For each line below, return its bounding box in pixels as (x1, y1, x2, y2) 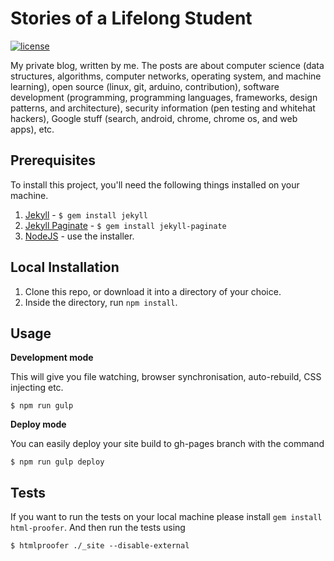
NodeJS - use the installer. (24, 230, 135, 242)
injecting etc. (10, 382, 64, 394)
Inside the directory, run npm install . (24, 296, 178, 308)
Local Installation (10, 259, 120, 276)
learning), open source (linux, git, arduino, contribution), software (10, 80, 280, 92)
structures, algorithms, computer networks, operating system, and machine (10, 70, 322, 82)
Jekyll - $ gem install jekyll (24, 208, 148, 221)
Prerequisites (10, 152, 96, 169)
